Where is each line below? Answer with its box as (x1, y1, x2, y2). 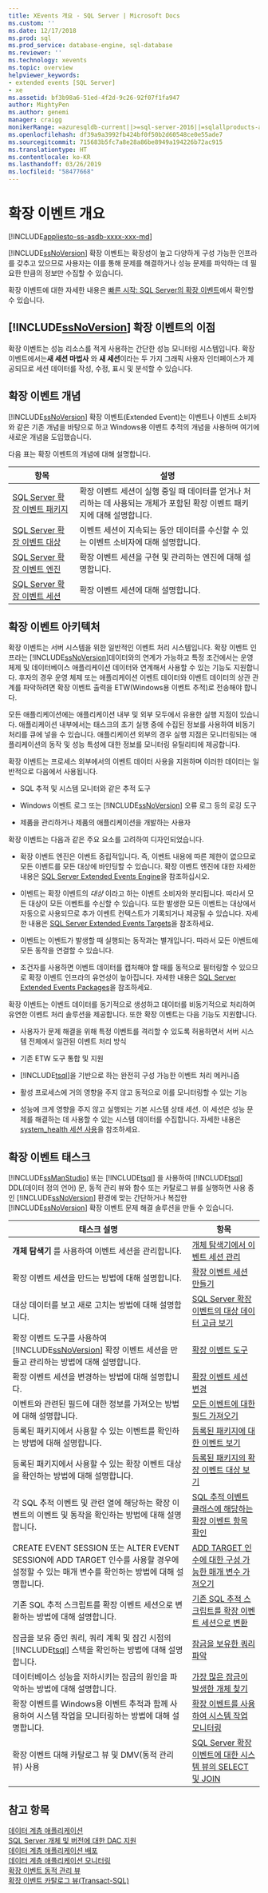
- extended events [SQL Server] (8, 78, 116, 86)
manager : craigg (8, 116, 62, 124)
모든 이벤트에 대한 (191, 1399, 255, 1410)
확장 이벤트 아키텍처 (8, 620, 100, 633)
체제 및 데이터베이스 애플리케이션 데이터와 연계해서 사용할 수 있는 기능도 (8, 663, 232, 673)
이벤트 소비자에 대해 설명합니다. (89, 537, 201, 548)
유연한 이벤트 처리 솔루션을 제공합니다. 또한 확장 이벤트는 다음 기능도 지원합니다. (8, 1009, 258, 1020)
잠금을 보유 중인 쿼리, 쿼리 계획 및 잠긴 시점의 (12, 1632, 171, 1643)
